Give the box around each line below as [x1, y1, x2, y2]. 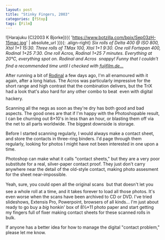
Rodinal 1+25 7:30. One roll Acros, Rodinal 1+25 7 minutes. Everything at [5, 50, 152, 56]
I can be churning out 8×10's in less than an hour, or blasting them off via [5, 116, 154, 121]
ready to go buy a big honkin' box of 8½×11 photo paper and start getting [5, 204, 154, 210]
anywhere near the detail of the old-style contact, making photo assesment [5, 166, 159, 172]
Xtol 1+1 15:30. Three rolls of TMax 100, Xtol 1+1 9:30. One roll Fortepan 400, [5, 45, 161, 51]
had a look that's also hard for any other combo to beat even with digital [5, 88, 153, 94]
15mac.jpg [5, 40, 27, 46]
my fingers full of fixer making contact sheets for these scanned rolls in [5, 209, 151, 215]
